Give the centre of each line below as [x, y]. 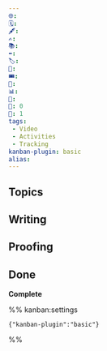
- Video [25, 129]
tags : [17, 122]
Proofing [31, 247]
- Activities [34, 136]
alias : [19, 159]
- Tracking [30, 144]
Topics [26, 192]
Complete [26, 294]
